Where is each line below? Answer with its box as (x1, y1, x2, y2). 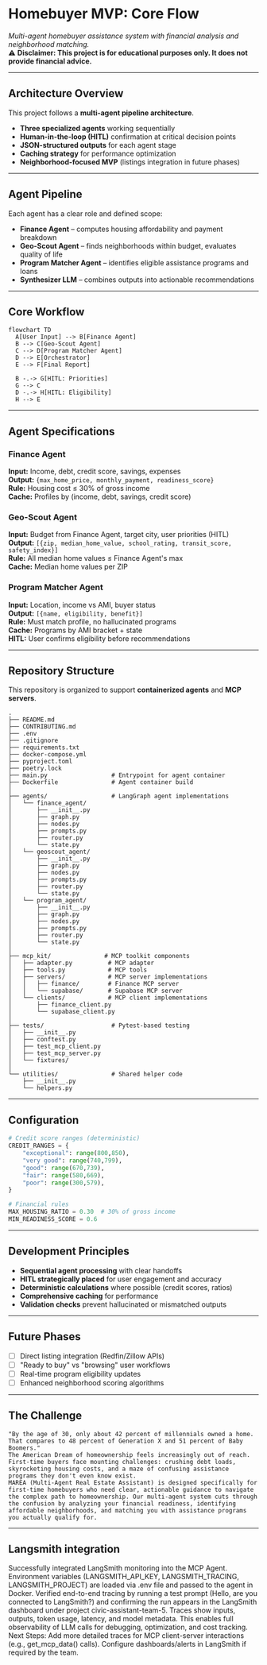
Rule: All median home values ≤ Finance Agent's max (8, 554, 184, 563)
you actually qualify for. (8, 1513, 98, 1521)
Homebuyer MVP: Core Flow (8, 5, 200, 23)
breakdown (19, 232, 57, 242)
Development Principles (8, 1245, 130, 1258)
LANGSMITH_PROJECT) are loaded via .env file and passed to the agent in (8, 1580, 253, 1590)
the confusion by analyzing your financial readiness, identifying (8, 1499, 237, 1508)
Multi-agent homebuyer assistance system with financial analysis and (8, 31, 239, 41)
